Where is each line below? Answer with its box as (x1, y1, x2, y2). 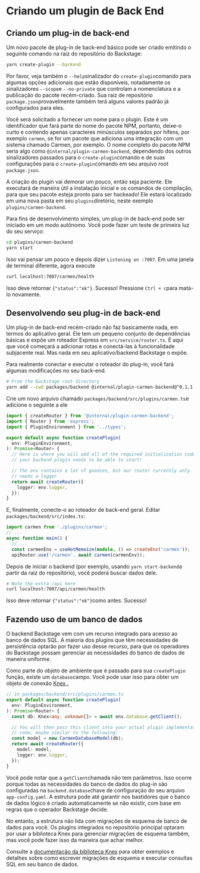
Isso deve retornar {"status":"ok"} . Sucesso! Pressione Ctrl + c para (6, 284, 177, 291)
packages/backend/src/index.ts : (6, 512, 85, 520)
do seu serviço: (6, 228, 45, 235)
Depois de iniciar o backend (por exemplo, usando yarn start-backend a (6, 562, 182, 570)
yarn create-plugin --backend (6, 62, 82, 67)
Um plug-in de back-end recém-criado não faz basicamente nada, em (6, 324, 179, 331)
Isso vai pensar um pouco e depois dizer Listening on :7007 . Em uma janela (6, 256, 194, 263)
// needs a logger (11, 473, 58, 479)
